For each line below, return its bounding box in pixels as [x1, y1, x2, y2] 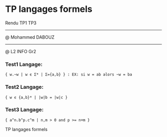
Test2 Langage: [5, 83, 44, 90]
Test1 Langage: [5, 61, 43, 68]
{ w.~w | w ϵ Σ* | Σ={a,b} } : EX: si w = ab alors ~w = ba [5, 72, 133, 77]
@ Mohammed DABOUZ [5, 34, 55, 40]
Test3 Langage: [5, 106, 44, 113]
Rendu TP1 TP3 [5, 20, 37, 26]
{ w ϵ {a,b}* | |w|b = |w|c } [5, 95, 68, 100]
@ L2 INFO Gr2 [5, 48, 36, 54]
